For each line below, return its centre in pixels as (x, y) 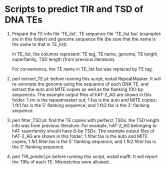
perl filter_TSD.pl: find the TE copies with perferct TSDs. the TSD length (85, 120)
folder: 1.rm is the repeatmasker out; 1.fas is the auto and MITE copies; (84, 100)
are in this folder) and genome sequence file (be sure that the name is (84, 39)
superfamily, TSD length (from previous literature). (64, 59)
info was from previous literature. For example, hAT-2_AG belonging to (84, 125)
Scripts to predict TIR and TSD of (74, 9)
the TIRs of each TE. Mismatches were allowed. (61, 161)
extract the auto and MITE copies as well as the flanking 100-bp (77, 89)
